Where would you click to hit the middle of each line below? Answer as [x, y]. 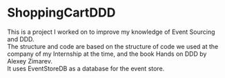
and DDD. [21, 39]
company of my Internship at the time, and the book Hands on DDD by [107, 54]
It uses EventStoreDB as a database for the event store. [86, 68]
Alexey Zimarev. [30, 61]
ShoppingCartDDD [61, 13]
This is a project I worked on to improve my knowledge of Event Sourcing [111, 32]
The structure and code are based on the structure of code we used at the [113, 46]
